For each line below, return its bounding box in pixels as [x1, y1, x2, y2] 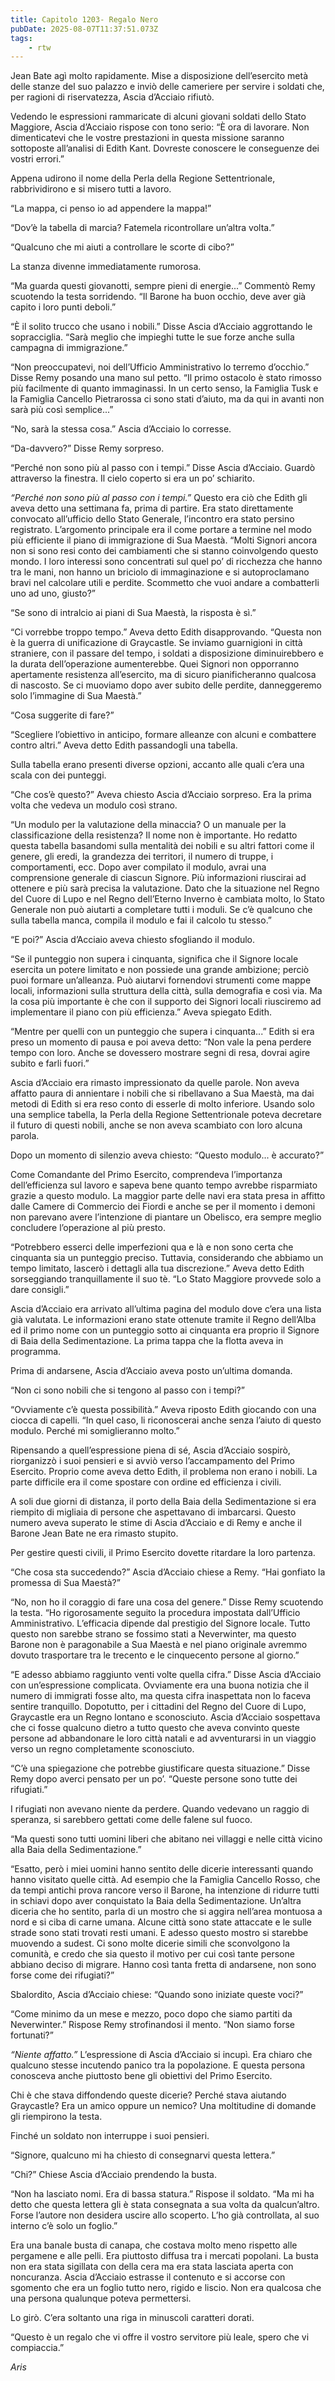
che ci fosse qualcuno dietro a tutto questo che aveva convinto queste [10, 1722, 300, 1734]
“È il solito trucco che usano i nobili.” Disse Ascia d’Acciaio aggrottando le [10, 321, 313, 333]
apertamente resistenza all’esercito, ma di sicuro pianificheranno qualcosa [10, 669, 317, 681]
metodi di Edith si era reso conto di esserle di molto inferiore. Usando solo [10, 1098, 315, 1110]
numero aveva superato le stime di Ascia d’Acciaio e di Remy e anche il [10, 1517, 302, 1529]
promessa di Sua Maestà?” [10, 1577, 121, 1589]
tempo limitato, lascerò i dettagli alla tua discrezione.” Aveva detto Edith [10, 1262, 305, 1275]
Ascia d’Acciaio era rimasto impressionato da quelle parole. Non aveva [10, 1077, 300, 1089]
